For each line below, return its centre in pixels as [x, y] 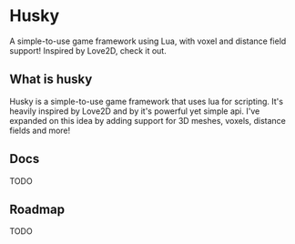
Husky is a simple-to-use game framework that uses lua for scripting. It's [147, 101]
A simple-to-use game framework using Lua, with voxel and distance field [148, 41]
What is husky [51, 80]
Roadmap [37, 209]
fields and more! [40, 130]
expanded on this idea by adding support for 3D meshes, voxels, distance [148, 120]
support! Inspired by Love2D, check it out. [88, 50]
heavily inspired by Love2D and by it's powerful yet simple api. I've [135, 111]
